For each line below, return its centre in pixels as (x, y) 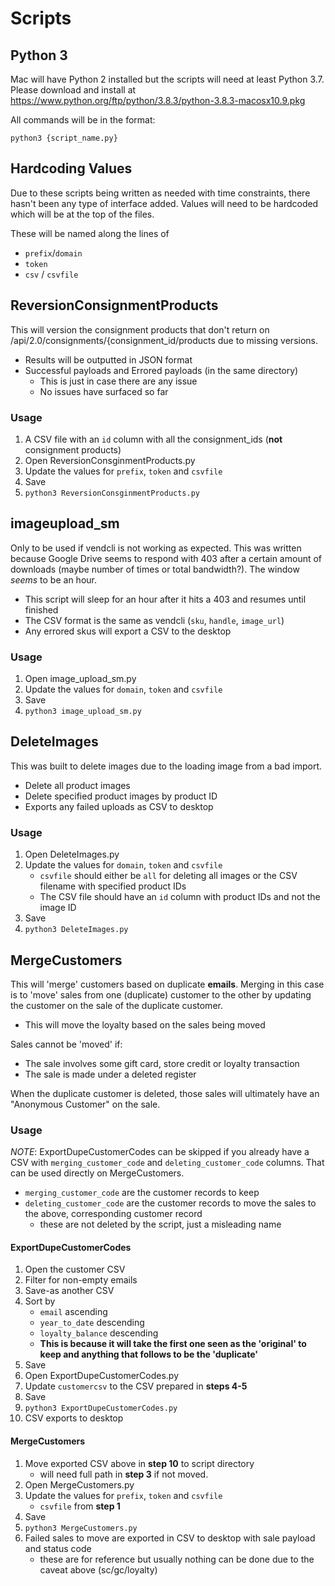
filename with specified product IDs (113, 886)
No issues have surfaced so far (104, 391)
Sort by (40, 1301)
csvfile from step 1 (80, 1506)
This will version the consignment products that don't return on (140, 329)
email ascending (73, 1312)
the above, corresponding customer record (113, 1214)
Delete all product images (77, 785)
